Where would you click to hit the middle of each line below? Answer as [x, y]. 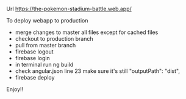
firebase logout [34, 52]
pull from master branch [45, 45]
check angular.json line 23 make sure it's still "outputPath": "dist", [97, 71]
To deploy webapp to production [47, 20]
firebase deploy [35, 77]
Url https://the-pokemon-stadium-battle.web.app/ [69, 9]
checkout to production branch [54, 39]
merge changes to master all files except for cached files [87, 32]
